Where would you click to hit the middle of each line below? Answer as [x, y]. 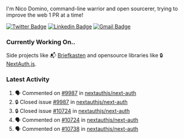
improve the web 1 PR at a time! [45, 15]
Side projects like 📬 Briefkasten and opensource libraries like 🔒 [85, 56]
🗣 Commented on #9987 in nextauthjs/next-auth [75, 93]
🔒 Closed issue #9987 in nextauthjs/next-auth [71, 102]
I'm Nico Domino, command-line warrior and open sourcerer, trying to [92, 9]
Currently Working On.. [41, 42]
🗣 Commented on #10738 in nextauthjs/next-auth [76, 128]
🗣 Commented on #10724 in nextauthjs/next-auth [76, 119]
